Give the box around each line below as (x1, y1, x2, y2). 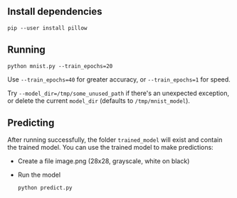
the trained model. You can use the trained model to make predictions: (7, 143, 214, 152)
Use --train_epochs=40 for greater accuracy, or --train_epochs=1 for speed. (7, 75, 231, 84)
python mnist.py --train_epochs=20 (7, 62, 113, 70)
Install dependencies (7, 6, 102, 18)
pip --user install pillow (7, 24, 88, 31)
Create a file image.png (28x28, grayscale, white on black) (17, 157, 190, 165)
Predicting (7, 117, 55, 129)
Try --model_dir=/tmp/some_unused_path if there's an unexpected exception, (7, 89, 230, 97)
